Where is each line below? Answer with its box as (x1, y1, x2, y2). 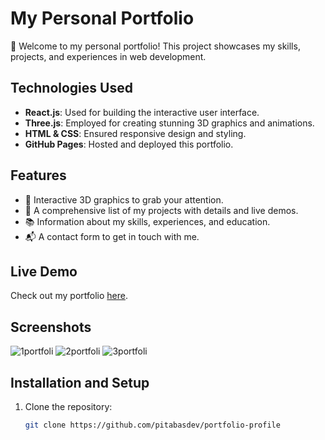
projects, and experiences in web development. (10, 50, 207, 62)
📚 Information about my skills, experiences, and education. (24, 215, 271, 227)
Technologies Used (10, 80, 133, 97)
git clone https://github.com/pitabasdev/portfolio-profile (24, 420, 281, 430)
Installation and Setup (10, 374, 150, 391)
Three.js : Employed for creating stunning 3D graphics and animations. (24, 117, 315, 129)
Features (10, 167, 67, 184)
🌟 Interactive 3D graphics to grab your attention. (24, 193, 224, 206)
